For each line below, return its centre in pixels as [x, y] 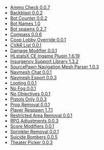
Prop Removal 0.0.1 [30, 104]
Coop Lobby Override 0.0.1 [38, 40]
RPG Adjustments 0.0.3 [34, 121]
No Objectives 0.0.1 [30, 94]
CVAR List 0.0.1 [26, 45]
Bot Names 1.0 [25, 23]
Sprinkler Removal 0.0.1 [34, 131]
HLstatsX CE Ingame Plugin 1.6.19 [45, 56]
